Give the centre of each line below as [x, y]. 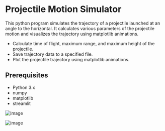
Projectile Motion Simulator [63, 9]
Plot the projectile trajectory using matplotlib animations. [71, 59]
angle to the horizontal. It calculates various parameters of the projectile [80, 28]
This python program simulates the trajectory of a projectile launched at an [83, 23]
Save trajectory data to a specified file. [53, 54]
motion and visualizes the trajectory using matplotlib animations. [72, 34]
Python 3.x [24, 87]
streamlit [22, 103]
